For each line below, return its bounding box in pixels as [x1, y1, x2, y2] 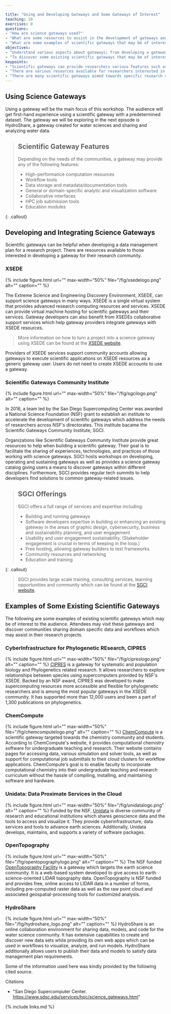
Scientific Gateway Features [17, 142, 109, 151]
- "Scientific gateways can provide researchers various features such [5, 64, 160, 69]
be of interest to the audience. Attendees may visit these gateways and [5, 621, 154, 627]
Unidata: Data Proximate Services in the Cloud [5, 790, 122, 797]
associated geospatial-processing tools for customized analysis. [5, 891, 140, 897]
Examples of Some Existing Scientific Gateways [5, 602, 160, 610]
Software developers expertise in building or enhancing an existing [25, 518, 166, 525]
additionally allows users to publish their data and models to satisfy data [5, 948, 157, 954]
